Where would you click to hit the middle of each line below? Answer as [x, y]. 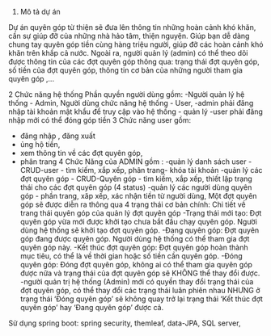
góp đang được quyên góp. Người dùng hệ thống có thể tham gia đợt [135, 239]
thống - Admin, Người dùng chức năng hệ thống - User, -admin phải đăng [131, 103]
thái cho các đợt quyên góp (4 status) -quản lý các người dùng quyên [136, 187]
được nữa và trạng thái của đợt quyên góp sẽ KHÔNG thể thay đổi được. [140, 273]
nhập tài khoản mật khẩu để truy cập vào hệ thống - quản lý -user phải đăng [135, 111]
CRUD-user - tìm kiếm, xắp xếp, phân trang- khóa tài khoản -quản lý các [141, 170]
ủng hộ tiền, [40, 144]
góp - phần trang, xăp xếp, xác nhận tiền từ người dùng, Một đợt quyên [138, 196]
